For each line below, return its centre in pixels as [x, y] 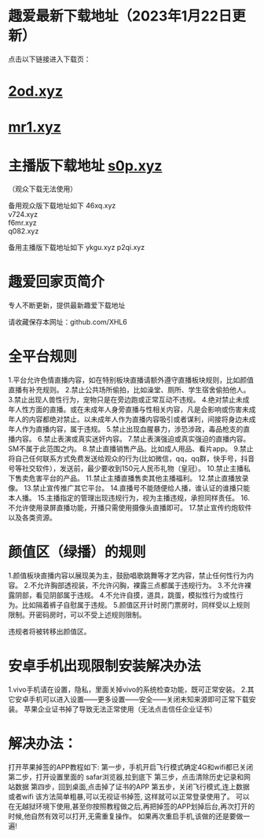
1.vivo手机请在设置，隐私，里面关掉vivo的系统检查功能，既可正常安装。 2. [128, 689]
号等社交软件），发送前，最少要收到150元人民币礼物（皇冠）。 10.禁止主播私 [129, 469]
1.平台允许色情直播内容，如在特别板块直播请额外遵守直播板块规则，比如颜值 [131, 380]
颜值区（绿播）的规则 [77, 552]
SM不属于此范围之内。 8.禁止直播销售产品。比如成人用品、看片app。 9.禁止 [131, 449]
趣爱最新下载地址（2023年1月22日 [120, 16]
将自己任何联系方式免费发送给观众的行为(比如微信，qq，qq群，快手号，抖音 [132, 459]
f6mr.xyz [22, 223]
